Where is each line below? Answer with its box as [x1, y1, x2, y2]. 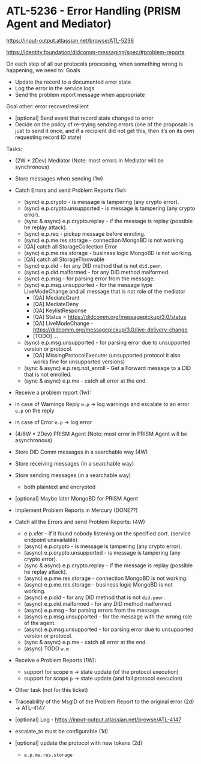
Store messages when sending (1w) [14, 174, 103, 182]
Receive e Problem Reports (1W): [14, 656, 97, 664]
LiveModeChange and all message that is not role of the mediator [23, 288, 186, 295]
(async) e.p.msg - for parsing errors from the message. [23, 606, 161, 614]
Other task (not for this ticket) [14, 686, 88, 693]
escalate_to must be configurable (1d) [14, 727, 109, 735]
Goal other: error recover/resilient [6, 102, 89, 109]
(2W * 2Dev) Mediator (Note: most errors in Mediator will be [14, 156, 164, 164]
